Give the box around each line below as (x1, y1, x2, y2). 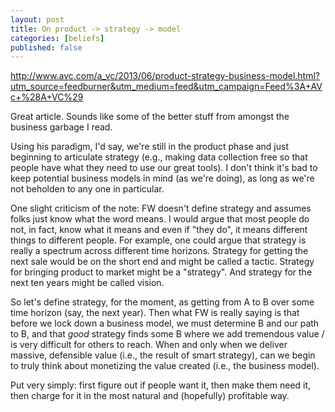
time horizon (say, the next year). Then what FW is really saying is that (10, 307, 300, 319)
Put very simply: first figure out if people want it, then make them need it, (10, 379, 312, 391)
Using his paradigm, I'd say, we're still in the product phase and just (10, 141, 289, 153)
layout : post (10, 14, 65, 25)
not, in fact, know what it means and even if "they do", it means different (10, 224, 308, 236)
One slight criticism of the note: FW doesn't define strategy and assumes (10, 202, 312, 215)
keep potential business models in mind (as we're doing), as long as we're (10, 172, 315, 185)
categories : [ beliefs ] (10, 33, 105, 43)
